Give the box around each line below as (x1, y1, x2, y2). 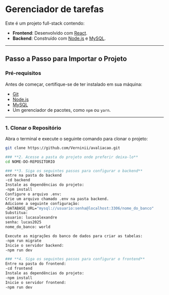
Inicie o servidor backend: (5, 243, 64, 248)
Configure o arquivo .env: (5, 191, 62, 197)
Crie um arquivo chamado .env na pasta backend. (5, 196, 109, 201)
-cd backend (5, 178, 30, 183)
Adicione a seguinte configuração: (5, 201, 80, 206)
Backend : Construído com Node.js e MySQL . (12, 35, 106, 41)
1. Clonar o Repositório (5, 124, 61, 131)
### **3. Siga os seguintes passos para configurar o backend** (5, 168, 143, 173)
